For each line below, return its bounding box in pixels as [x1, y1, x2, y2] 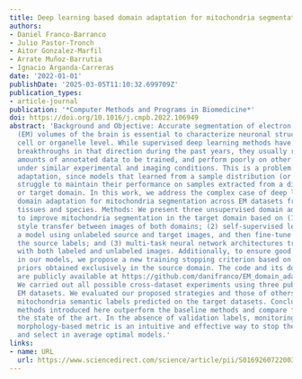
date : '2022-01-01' [9, 72, 83, 81]
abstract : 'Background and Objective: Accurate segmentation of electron [9, 122, 292, 131]
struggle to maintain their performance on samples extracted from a [17, 181, 283, 189]
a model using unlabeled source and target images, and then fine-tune [17, 230, 292, 239]
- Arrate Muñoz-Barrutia [9, 55, 102, 64]
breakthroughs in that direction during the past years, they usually [17, 146, 288, 155]
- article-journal [9, 96, 78, 106]
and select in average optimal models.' [17, 331, 171, 339]
